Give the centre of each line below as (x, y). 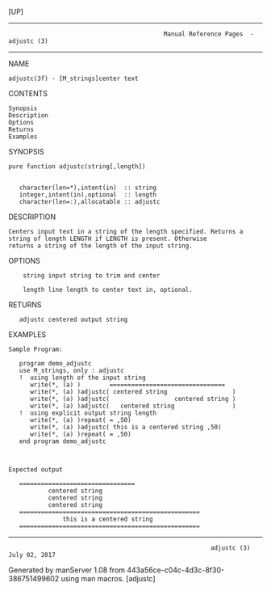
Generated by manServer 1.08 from (67, 570)
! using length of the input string (83, 378)
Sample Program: (35, 349)
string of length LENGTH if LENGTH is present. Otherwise (108, 239)
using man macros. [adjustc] (108, 578)
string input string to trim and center (92, 276)
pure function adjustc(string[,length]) (77, 167)
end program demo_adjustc (63, 441)
